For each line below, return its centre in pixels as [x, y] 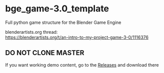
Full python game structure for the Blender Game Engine [63, 22]
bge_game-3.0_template [57, 9]
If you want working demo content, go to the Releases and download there [82, 65]
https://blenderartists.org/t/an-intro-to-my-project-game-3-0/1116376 [77, 37]
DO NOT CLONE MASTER [45, 53]
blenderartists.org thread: [31, 32]
